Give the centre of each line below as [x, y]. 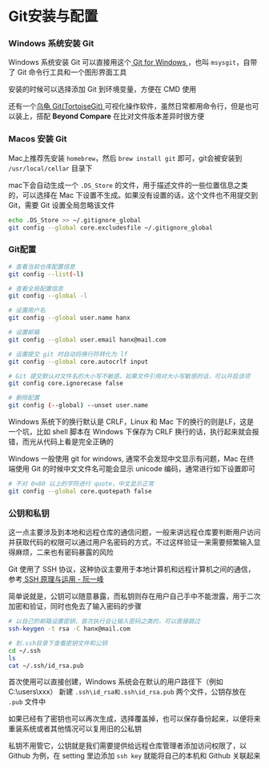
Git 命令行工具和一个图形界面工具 [72, 72]
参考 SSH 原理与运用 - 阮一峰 [56, 579]
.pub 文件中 [27, 702]
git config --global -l [48, 296]
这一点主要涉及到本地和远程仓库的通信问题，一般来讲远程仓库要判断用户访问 [134, 532]
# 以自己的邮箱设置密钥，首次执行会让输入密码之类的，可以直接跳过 [104, 622]
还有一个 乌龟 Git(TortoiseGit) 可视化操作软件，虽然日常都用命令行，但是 [127, 106]
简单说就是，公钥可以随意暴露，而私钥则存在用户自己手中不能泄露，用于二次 [134, 596]
